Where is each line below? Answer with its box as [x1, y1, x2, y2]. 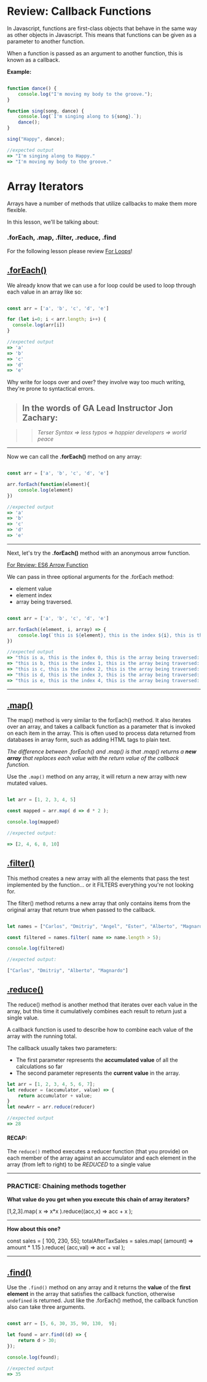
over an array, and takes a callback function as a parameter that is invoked [7, 723, 196, 731]
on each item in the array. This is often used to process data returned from [7, 729, 196, 737]
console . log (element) [18, 487, 73, 493]
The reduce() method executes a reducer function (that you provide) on [7, 1148, 189, 1155]
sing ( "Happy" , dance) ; [7, 136, 65, 143]
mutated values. [7, 779, 48, 787]
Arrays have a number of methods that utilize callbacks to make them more [7, 200, 197, 207]
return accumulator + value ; [18, 1093, 93, 1099]
